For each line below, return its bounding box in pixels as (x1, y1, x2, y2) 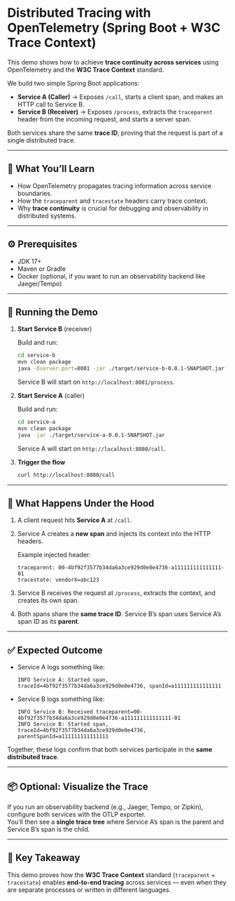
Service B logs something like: (17, 695, 105, 703)
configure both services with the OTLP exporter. (7, 810, 146, 818)
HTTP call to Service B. (17, 100, 85, 108)
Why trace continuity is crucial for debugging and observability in (17, 203, 208, 212)
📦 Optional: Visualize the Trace (7, 780, 149, 792)
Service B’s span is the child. (7, 825, 90, 833)
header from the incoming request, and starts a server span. (17, 114, 192, 124)
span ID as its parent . (17, 618, 80, 626)
